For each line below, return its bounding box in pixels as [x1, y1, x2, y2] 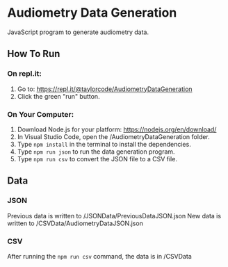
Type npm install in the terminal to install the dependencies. [17, 140, 191, 148]
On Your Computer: [7, 109, 74, 119]
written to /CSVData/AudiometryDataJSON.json [7, 219, 144, 227]
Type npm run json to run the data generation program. [17, 147, 175, 156]
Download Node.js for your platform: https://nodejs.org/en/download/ [17, 125, 217, 133]
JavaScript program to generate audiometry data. [7, 28, 149, 36]
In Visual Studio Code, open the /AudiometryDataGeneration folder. [17, 132, 210, 140]
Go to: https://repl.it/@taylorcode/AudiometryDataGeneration [17, 85, 193, 93]
